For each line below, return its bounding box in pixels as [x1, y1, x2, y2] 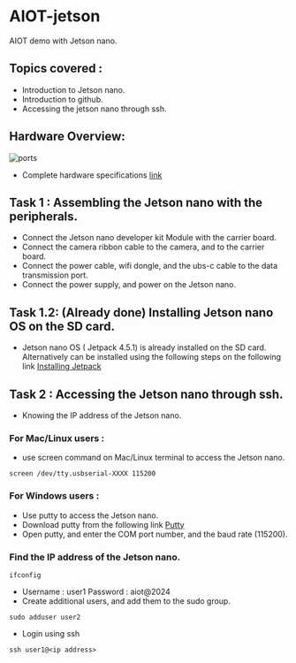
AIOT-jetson [9, 6, 101, 27]
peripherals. [9, 209, 78, 224]
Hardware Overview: [9, 129, 125, 144]
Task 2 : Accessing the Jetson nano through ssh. [9, 386, 284, 401]
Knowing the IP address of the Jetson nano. [21, 410, 182, 421]
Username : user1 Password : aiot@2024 [21, 586, 171, 597]
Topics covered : [9, 61, 103, 76]
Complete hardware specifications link [21, 170, 163, 180]
